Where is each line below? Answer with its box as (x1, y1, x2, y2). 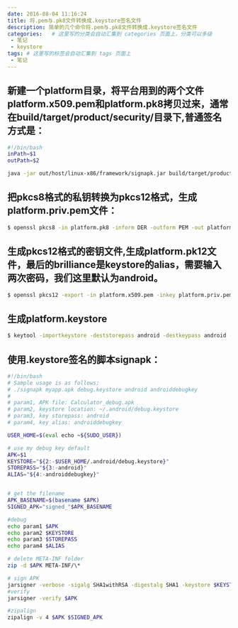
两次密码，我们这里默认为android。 (7, 272, 164, 284)
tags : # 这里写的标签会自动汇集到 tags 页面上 (7, 50, 131, 58)
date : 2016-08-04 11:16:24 (7, 10, 87, 18)
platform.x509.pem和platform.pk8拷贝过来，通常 (7, 98, 229, 110)
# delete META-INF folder (7, 556, 84, 563)
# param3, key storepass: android (7, 413, 110, 420)
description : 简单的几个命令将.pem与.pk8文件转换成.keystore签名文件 (7, 23, 198, 31)
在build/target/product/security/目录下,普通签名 (7, 112, 222, 124)
